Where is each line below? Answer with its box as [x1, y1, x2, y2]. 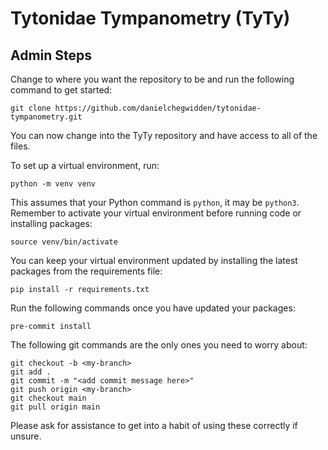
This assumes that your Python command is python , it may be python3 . [10, 197, 300, 208]
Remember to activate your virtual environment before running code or [10, 207, 302, 219]
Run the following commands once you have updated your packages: [10, 302, 296, 314]
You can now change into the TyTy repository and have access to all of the [10, 130, 318, 141]
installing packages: [10, 218, 93, 229]
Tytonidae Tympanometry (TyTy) [10, 7, 291, 30]
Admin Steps [10, 47, 93, 64]
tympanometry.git [10, 112, 83, 122]
